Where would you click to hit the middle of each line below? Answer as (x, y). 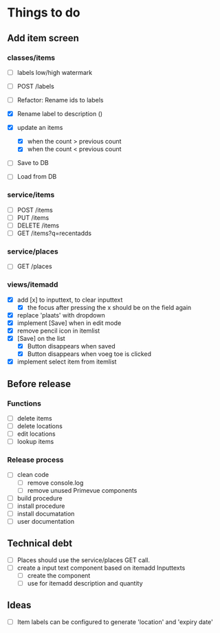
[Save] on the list (41, 338)
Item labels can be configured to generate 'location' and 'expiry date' (115, 622)
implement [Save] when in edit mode (69, 323)
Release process (35, 460)
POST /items (35, 210)
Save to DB (33, 163)
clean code (33, 475)
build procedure (40, 498)
